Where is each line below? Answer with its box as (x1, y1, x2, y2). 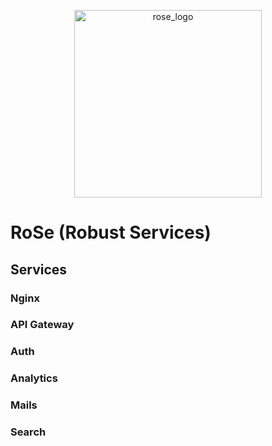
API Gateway (10, 318, 75, 332)
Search (10, 425, 47, 439)
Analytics (10, 371, 58, 385)
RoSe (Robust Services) (10, 221, 212, 244)
